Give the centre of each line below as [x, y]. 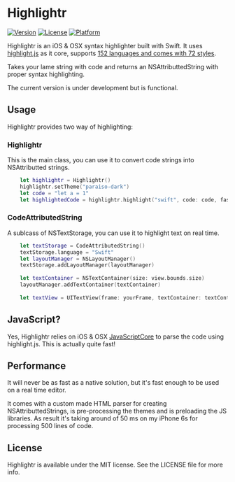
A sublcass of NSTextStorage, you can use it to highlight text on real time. [113, 233]
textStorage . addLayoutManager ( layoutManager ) [87, 265]
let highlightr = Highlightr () [65, 180]
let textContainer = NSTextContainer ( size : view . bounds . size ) [112, 278]
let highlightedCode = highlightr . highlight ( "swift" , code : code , [119, 200]
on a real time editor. [37, 390]
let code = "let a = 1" [55, 193]
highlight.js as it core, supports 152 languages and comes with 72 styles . [112, 53]
